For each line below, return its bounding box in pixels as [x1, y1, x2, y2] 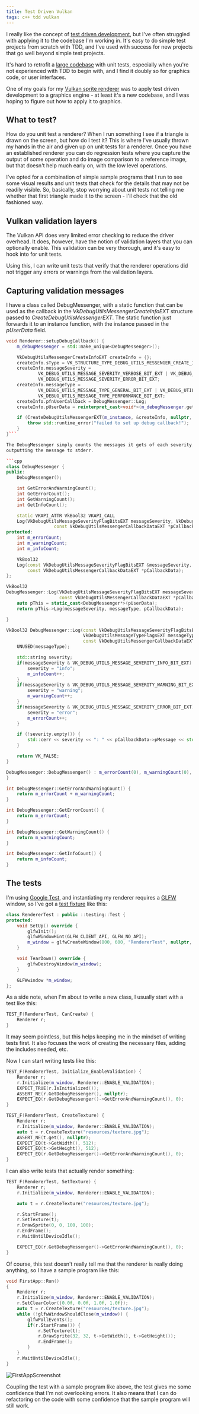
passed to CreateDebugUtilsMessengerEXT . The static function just [6, 314, 172, 321]
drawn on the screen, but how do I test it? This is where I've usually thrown [6, 137, 189, 144]
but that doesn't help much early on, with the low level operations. [6, 162, 168, 169]
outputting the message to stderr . [6, 447, 94, 453]
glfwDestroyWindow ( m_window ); [27, 961, 102, 967]
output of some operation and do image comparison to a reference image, [6, 155, 187, 163]
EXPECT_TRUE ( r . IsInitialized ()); [17, 1085, 99, 1091]
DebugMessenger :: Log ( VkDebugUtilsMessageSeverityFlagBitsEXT [6, 589, 161, 595]
